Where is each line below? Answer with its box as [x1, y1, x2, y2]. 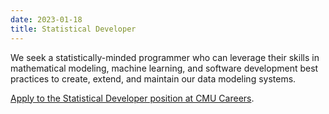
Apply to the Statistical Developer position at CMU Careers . [10, 92, 255, 104]
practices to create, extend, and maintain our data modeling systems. [10, 72, 297, 85]
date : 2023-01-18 [10, 14, 83, 25]
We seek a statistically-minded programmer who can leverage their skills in [10, 51, 320, 63]
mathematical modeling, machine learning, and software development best [10, 62, 319, 74]
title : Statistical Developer [10, 24, 137, 34]
